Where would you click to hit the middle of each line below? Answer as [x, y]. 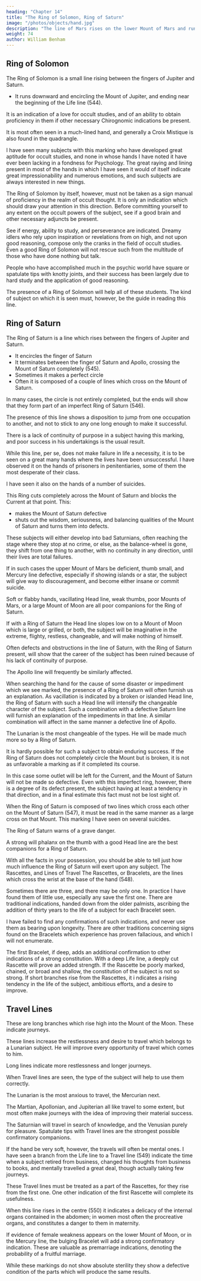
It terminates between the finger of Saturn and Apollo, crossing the [97, 362]
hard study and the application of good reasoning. [68, 280]
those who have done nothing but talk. [54, 256]
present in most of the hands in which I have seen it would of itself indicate [98, 169]
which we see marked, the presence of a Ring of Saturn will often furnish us [100, 690]
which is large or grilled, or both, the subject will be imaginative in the [92, 630]
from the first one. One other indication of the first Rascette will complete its [100, 1192]
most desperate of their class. [43, 472]
